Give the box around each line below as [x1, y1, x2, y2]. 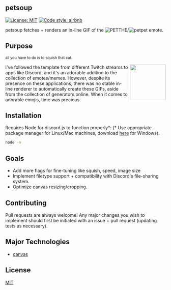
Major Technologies [5, 238, 70, 246]
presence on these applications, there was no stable [5, 80, 116, 86]
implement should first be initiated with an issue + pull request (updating [5, 217, 157, 223]
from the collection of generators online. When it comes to [5, 91, 128, 97]
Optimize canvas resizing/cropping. [12, 184, 88, 190]
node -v [5, 140, 22, 145]
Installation [5, 111, 42, 120]
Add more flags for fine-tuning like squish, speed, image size [12, 167, 141, 174]
